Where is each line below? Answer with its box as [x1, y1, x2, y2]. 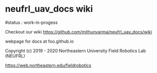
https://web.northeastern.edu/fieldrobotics [5, 62, 92, 68]
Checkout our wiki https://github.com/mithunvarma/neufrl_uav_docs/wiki [5, 29, 152, 35]
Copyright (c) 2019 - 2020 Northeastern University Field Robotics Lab [5, 48, 146, 54]
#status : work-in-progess [5, 19, 58, 25]
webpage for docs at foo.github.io [5, 38, 74, 44]
